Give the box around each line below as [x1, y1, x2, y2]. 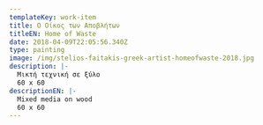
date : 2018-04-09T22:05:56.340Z [9, 37, 128, 47]
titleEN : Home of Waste [9, 29, 97, 38]
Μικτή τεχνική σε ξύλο [17, 70, 101, 79]
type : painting [9, 46, 65, 55]
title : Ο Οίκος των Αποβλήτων [9, 21, 121, 30]
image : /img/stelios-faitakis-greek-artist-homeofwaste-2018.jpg [9, 54, 254, 62]
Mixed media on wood [17, 94, 93, 104]
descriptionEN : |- [9, 86, 77, 95]
